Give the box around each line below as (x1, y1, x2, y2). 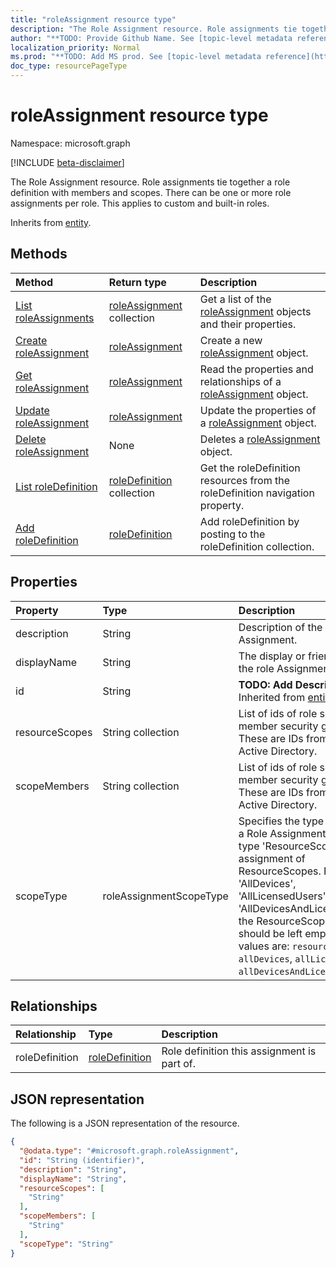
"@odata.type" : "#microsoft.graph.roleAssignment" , (19, 1146, 240, 1156)
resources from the (199, 473, 291, 487)
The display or (238, 649, 306, 663)
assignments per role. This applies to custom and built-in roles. (10, 197, 270, 209)
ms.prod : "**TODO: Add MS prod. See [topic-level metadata (10, 52, 262, 62)
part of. (161, 1057, 196, 1071)
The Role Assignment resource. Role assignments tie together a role (10, 176, 291, 188)
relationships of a (199, 374, 282, 388)
